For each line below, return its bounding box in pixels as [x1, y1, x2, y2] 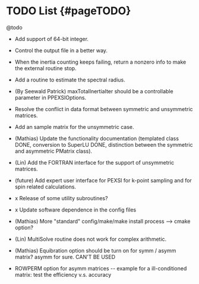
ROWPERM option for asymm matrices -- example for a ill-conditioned [14, 264, 187, 272]
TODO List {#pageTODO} [6, 4, 131, 18]
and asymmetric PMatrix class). [14, 147, 93, 154]
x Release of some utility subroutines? [14, 194, 108, 201]
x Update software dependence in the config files [14, 206, 137, 213]
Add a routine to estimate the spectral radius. [14, 76, 126, 83]
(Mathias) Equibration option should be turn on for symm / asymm [14, 247, 176, 254]
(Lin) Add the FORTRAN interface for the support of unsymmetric [14, 159, 175, 166]
